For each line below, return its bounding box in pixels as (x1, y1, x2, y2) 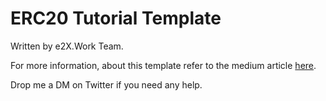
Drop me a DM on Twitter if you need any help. (10, 78, 203, 91)
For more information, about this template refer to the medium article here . (10, 59, 317, 71)
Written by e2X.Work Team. (10, 40, 124, 52)
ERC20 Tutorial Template (10, 7, 222, 30)
